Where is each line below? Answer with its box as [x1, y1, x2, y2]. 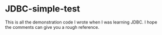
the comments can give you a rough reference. [5, 24, 100, 30]
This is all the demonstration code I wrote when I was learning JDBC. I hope [5, 19, 158, 25]
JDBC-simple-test [5, 3, 81, 14]
